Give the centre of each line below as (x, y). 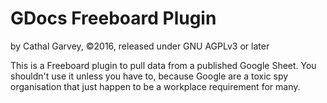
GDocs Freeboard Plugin (113, 18)
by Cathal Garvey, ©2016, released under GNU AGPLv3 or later (140, 46)
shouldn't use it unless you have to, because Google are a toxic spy (149, 76)
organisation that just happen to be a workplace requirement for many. (155, 86)
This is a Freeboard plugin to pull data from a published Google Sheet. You (163, 65)
